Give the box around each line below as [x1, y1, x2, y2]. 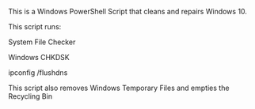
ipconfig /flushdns [8, 68, 68, 77]
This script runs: [8, 22, 62, 31]
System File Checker [8, 37, 76, 47]
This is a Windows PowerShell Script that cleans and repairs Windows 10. [8, 7, 248, 16]
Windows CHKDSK [8, 53, 70, 62]
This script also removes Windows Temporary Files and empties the [8, 83, 230, 92]
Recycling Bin [8, 92, 53, 101]
